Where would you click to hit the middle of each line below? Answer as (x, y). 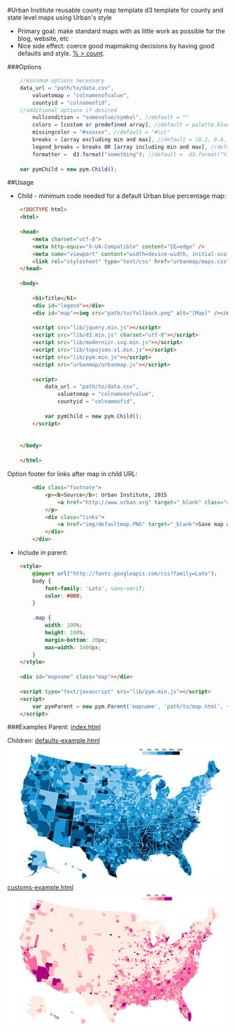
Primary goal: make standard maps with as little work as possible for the (121, 31)
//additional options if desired (69, 110)
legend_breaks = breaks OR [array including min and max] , (120, 147)
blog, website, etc (43, 38)
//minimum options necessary (62, 80)
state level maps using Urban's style (59, 17)
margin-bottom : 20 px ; (76, 640)
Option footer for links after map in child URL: (72, 474)
